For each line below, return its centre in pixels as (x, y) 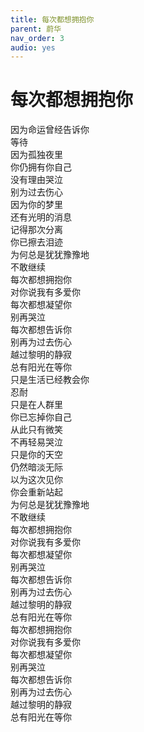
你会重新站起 (36, 492)
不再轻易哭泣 (36, 442)
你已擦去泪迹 (36, 242)
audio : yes (33, 47)
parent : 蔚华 (36, 29)
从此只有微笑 (36, 430)
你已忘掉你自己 (41, 417)
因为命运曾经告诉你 (50, 130)
